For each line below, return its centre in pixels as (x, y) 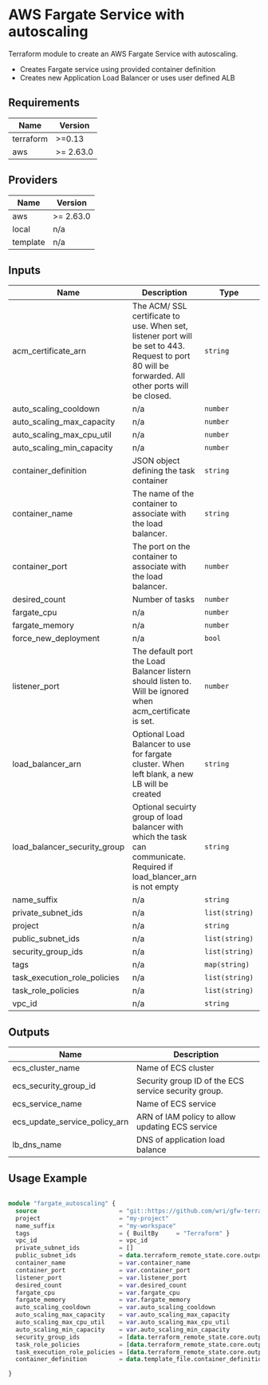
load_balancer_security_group (69, 847)
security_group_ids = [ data (80, 1337)
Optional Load (158, 734)
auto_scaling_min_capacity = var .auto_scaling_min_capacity (122, 1330)
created (147, 794)
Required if (153, 867)
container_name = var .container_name (103, 1263)
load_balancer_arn (47, 764)
